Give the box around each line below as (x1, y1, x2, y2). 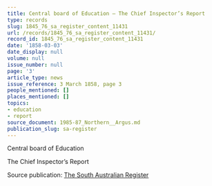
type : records (7, 17, 48, 23)
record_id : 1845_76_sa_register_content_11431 (7, 36, 144, 43)
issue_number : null (7, 61, 64, 68)
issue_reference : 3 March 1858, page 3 (7, 81, 122, 87)
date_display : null (7, 49, 64, 56)
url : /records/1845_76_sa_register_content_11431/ (7, 29, 156, 37)
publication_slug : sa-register (7, 125, 97, 132)
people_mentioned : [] (7, 87, 70, 94)
